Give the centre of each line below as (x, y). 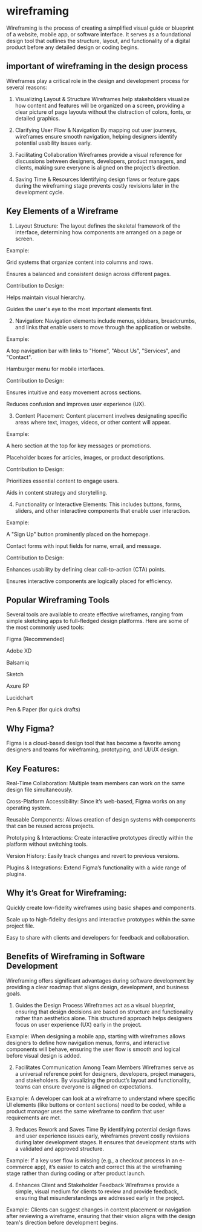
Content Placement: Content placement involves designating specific (101, 415)
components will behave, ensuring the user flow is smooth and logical (93, 1049)
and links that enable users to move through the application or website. (103, 327)
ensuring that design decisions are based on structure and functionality (104, 1012)
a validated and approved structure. (60, 1148)
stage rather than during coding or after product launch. (76, 1173)
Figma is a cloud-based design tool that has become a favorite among (93, 743)
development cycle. (40, 192)
